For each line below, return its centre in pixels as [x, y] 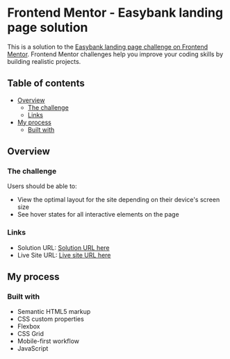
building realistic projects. [44, 61]
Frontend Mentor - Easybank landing [115, 13]
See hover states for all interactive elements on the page [98, 215]
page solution [48, 27]
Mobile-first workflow [48, 341]
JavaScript [33, 349]
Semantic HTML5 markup [54, 312]
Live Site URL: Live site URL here [64, 255]
